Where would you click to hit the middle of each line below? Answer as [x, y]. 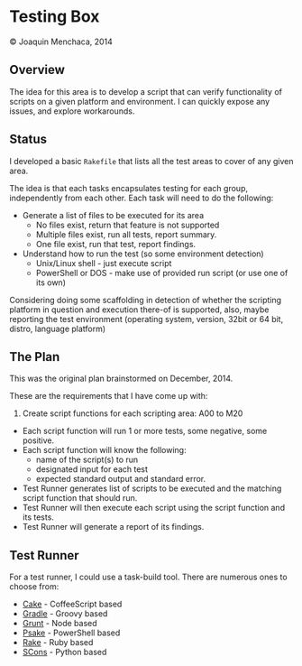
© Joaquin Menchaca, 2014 [61, 42]
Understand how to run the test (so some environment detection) [143, 254]
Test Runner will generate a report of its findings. [113, 527]
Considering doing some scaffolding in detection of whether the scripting [146, 300]
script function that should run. [80, 498]
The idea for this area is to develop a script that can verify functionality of [146, 91]
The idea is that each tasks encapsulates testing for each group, [128, 188]
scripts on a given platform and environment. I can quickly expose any [140, 101]
